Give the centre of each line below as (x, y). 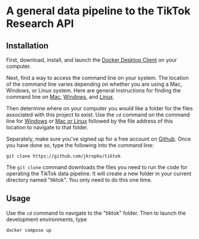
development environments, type (47, 219)
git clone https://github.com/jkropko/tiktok (63, 156)
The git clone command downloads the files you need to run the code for (97, 167)
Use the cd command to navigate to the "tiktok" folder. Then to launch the (96, 213)
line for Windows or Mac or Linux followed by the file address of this (90, 121)
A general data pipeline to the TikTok (98, 11)
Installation (27, 46)
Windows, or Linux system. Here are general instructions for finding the (94, 90)
